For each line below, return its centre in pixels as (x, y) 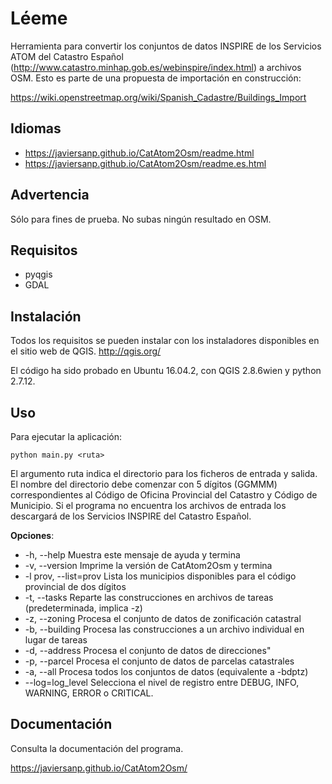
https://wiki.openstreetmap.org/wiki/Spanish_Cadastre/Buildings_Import (158, 97)
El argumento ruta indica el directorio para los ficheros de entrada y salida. (164, 473)
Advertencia (50, 195)
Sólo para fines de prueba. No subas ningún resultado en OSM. (141, 219)
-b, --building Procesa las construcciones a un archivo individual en (164, 629)
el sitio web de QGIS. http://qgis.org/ (86, 351)
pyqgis (38, 274)
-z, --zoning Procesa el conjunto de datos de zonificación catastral (163, 618)
